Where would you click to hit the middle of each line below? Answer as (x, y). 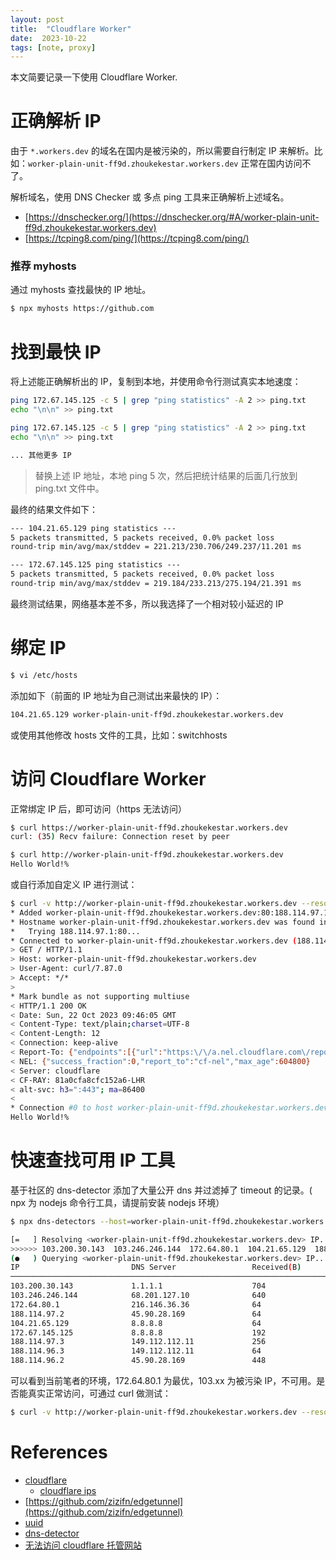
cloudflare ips (68, 1490)
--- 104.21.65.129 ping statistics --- (93, 528)
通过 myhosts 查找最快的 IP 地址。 (81, 290)
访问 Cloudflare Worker (108, 778)
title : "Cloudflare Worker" (71, 29)
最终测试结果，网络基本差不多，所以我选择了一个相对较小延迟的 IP (147, 603)
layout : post (37, 19)
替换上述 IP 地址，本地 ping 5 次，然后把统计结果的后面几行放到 (166, 475)
